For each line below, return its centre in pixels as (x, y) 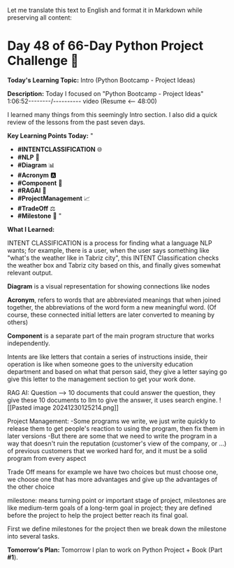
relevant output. (30, 272)
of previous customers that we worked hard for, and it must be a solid (107, 450)
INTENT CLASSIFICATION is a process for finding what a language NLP (110, 243)
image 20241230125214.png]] (76, 407)
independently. (29, 343)
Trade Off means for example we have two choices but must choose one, (113, 471)
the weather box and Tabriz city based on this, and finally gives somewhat (114, 265)
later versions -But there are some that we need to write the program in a (112, 436)
